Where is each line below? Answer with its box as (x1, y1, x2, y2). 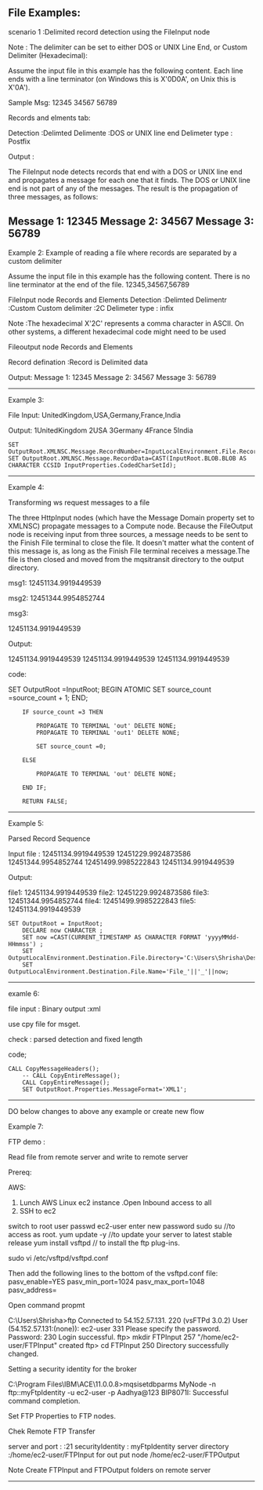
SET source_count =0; (36, 742, 107, 750)
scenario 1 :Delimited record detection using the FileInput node (8, 27, 211, 36)
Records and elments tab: (8, 113, 92, 122)
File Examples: (8, 6, 81, 20)
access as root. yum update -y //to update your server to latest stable (8, 1229, 232, 1239)
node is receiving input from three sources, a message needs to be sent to (8, 529, 249, 539)
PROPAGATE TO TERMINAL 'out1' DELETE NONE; (36, 729, 180, 736)
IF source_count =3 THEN (22, 708, 103, 716)
